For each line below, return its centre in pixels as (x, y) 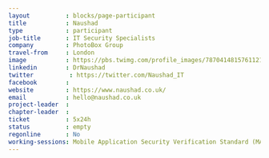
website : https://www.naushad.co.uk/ (87, 90)
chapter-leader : (39, 113)
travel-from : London (51, 53)
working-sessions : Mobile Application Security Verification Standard (128, 142)
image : (39, 61)
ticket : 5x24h (50, 120)
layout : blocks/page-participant (82, 16)
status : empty (50, 127)
